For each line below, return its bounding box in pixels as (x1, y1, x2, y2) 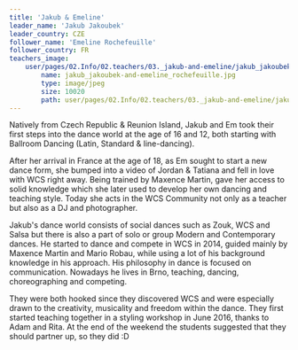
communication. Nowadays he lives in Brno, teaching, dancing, (9, 267, 239, 277)
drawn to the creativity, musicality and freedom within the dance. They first (9, 303, 284, 314)
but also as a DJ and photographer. (9, 203, 138, 214)
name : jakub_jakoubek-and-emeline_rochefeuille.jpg (41, 71, 237, 80)
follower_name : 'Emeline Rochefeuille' (9, 37, 157, 47)
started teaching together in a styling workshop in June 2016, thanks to (9, 312, 270, 323)
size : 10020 (41, 87, 86, 96)
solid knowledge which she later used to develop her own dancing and (9, 183, 268, 195)
